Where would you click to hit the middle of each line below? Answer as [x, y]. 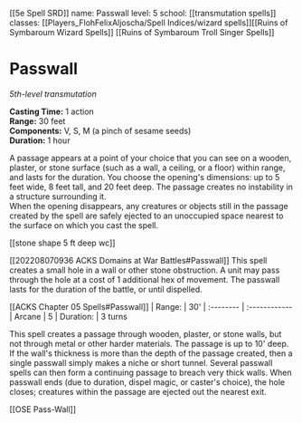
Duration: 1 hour [40, 140]
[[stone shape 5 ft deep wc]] [62, 243]
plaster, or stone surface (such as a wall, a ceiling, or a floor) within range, [148, 168]
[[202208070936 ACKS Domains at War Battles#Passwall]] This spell [138, 260]
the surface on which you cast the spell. [84, 225]
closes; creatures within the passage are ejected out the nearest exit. [138, 391]
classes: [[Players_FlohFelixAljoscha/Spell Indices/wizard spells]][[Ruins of [149, 23]
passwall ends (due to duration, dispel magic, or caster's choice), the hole [147, 382]
